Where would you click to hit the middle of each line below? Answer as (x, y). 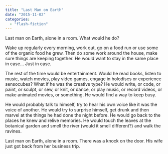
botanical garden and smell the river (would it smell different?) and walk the (83, 126)
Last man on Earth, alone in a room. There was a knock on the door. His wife (84, 141)
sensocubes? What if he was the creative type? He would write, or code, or (83, 84)
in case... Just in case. (28, 64)
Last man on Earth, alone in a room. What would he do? (62, 38)
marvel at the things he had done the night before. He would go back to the (83, 115)
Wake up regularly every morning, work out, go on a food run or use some (82, 48)
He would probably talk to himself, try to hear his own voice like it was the (81, 105)
